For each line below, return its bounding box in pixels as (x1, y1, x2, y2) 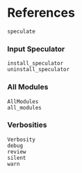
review (7, 148, 26, 155)
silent (7, 154, 26, 161)
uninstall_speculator (7, 66, 70, 73)
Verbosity (7, 136, 36, 143)
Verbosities (7, 120, 47, 130)
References (7, 5, 75, 21)
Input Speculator (7, 44, 65, 54)
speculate (7, 28, 36, 35)
